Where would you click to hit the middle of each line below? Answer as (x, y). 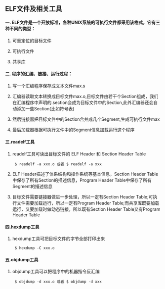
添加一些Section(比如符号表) (45, 108)
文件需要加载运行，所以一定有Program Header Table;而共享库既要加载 (88, 203)
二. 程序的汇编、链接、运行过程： (39, 74)
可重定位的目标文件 (32, 41)
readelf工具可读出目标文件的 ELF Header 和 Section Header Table (79, 154)
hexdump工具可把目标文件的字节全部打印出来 (59, 239)
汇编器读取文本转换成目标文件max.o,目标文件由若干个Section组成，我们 (85, 96)
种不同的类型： (20, 28)
